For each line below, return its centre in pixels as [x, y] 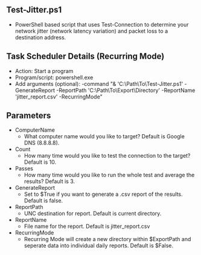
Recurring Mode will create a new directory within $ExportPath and [107, 239]
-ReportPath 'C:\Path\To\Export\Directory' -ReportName [126, 90]
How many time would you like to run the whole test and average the [109, 175]
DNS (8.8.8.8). [42, 143]
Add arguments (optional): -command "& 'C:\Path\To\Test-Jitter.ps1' [99, 83]
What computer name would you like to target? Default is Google [104, 137]
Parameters [29, 116]
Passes [24, 169]
